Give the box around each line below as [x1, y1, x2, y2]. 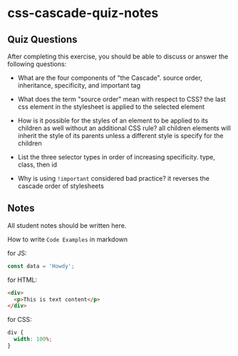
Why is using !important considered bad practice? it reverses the [17, 174, 210, 182]
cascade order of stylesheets [17, 182, 105, 190]
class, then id [17, 160, 57, 169]
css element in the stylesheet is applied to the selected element [17, 103, 205, 111]
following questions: [7, 60, 67, 68]
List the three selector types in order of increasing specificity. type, [17, 153, 216, 161]
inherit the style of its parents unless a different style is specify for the [17, 132, 224, 140]
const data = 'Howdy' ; [7, 262, 75, 270]
